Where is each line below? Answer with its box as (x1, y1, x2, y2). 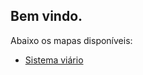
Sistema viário (24, 54, 84, 66)
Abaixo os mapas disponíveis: (10, 34, 133, 46)
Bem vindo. (10, 8, 83, 25)
